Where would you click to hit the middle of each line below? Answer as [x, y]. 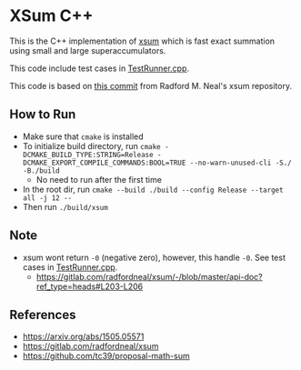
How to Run [43, 115]
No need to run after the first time [99, 179]
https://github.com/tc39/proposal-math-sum [106, 356]
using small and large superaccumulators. [88, 50]
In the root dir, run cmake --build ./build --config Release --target [153, 189]
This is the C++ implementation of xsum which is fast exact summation [142, 41]
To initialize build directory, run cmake [91, 145]
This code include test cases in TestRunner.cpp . [99, 68]
